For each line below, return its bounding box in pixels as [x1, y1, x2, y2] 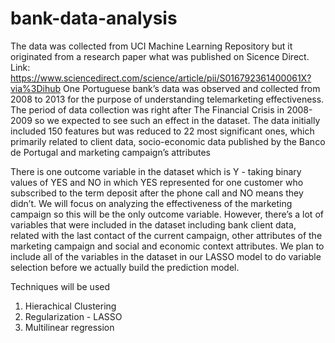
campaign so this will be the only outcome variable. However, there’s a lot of [10, 208, 324, 220]
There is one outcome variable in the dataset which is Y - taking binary [10, 165, 302, 177]
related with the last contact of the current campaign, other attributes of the [10, 229, 323, 241]
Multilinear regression [24, 321, 115, 333]
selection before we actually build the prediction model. [10, 261, 240, 273]
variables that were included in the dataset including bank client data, [10, 218, 297, 231]
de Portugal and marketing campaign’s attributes [10, 146, 211, 158]
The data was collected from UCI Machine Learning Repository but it [10, 40, 293, 52]
